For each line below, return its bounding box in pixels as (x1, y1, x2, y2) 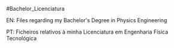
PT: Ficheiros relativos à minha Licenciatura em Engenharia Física (6, 28, 169, 35)
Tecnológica (6, 35, 37, 41)
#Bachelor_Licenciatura (6, 5, 65, 12)
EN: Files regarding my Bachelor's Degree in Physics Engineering (6, 17, 167, 23)
